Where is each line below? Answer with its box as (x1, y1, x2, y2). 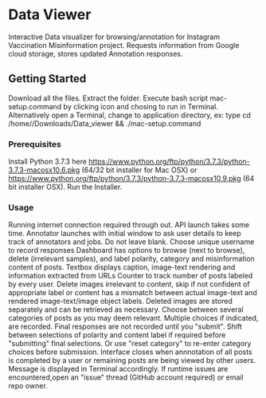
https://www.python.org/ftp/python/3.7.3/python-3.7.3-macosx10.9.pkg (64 (8, 174, 255, 183)
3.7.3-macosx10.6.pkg (8, 165, 80, 175)
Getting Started (8, 72, 87, 85)
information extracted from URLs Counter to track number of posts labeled (8, 271, 253, 281)
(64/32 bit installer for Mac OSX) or (81, 165, 198, 175)
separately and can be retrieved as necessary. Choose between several (8, 305, 244, 314)
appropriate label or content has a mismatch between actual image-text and (8, 288, 257, 298)
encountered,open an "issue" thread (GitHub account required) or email (8, 372, 244, 382)
